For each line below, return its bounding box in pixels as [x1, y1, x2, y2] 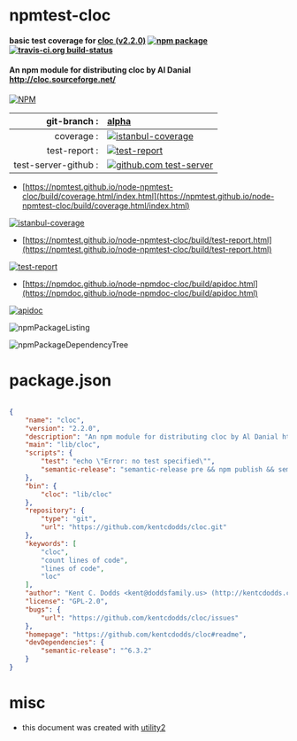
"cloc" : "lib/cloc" [41, 489, 113, 499]
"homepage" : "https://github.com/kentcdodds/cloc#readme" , [25, 630, 247, 639]
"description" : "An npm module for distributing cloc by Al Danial [25, 432, 278, 441]
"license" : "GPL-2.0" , [25, 597, 109, 606]
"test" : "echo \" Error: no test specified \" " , [41, 457, 216, 466]
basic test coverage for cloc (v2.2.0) [9, 35, 147, 45]
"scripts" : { [25, 448, 73, 457]
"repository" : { [25, 506, 86, 515]
